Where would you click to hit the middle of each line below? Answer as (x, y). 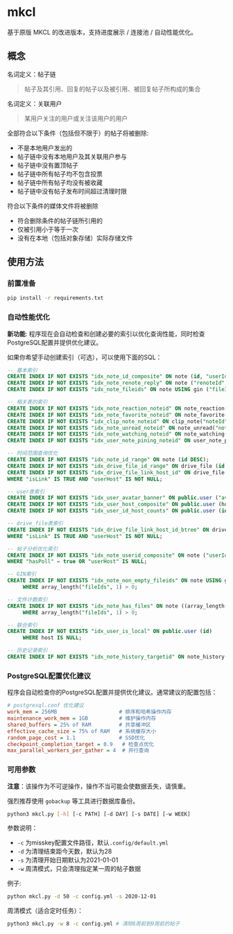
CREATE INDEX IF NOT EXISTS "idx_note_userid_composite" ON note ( (107, 555)
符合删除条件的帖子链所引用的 (60, 220)
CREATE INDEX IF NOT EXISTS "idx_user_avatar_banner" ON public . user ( (113, 498)
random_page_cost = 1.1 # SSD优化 (76, 738)
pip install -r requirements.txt (55, 298)
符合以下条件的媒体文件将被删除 (53, 206)
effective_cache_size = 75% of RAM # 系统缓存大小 (82, 731)
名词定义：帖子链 (32, 74)
